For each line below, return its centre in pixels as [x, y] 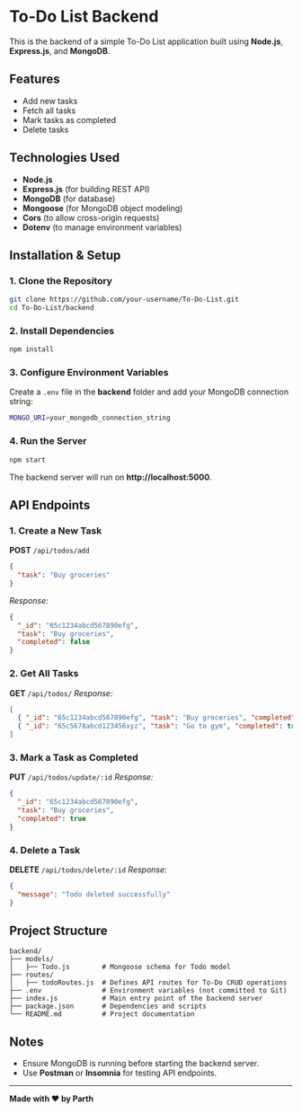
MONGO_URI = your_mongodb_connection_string [90, 418]
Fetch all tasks [49, 110]
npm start [28, 460]
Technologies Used [64, 158]
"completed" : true [52, 818]
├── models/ [31, 959]
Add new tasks [50, 101]
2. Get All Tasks [44, 674]
